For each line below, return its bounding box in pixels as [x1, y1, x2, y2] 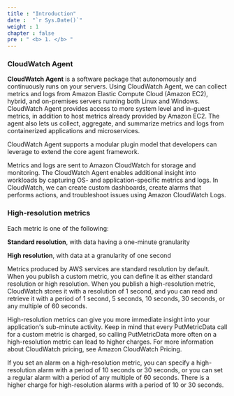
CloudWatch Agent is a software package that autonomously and [7, 75, 197, 84]
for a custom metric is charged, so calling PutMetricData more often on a [7, 330, 217, 338]
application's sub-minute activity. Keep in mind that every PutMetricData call [7, 322, 228, 331]
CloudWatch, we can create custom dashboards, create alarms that [7, 183, 201, 192]
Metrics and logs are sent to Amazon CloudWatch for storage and [7, 161, 196, 169]
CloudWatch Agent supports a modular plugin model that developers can [7, 140, 217, 148]
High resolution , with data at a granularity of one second [7, 251, 171, 259]
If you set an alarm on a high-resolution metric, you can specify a [7, 358, 196, 367]
